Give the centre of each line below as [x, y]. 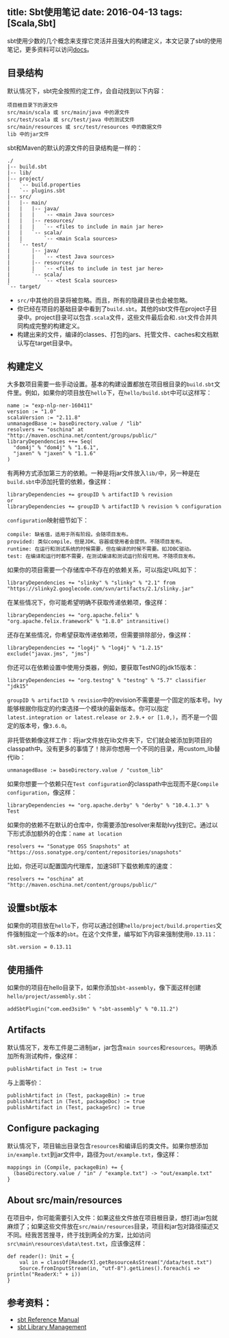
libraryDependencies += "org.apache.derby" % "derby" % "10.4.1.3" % [108, 806]
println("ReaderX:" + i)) [44, 1274]
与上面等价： [25, 1082]
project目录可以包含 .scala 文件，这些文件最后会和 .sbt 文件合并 [123, 317]
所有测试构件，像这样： [46, 1056]
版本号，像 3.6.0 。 [44, 726]
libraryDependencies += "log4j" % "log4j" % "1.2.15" [85, 648]
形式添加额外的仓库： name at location [67, 833]
